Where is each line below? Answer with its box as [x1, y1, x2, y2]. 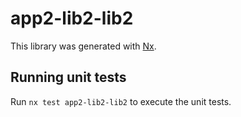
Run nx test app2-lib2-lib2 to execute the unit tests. [10, 95, 232, 107]
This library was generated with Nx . [10, 40, 157, 52]
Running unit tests [10, 69, 127, 86]
